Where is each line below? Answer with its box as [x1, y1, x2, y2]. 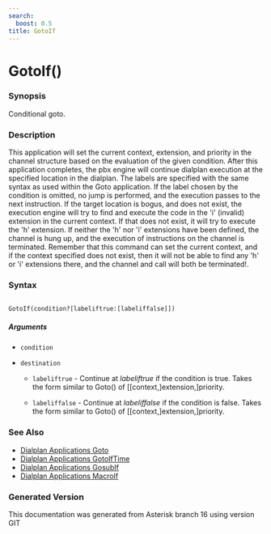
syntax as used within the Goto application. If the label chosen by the [8, 182, 239, 192]
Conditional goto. [8, 108, 66, 118]
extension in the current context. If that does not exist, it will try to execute [8, 216, 256, 227]
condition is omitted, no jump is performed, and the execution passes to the [8, 191, 260, 201]
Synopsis [8, 91, 46, 102]
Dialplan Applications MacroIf [19, 471, 119, 481]
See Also [8, 426, 44, 438]
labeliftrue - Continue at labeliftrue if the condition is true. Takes [32, 374, 252, 384]
